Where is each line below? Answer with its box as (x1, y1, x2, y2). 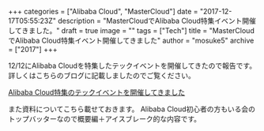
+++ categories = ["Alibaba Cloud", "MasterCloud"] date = (8, 7, 199, 16)
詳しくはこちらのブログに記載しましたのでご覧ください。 (8, 71, 195, 80)
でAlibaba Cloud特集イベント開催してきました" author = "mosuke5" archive (8, 36, 255, 45)
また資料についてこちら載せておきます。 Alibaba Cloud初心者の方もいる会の (8, 104, 255, 114)
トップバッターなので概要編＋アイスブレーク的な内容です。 (8, 114, 202, 123)
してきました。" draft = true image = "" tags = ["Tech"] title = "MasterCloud (8, 26, 255, 35)
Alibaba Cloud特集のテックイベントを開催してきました (8, 88, 186, 97)
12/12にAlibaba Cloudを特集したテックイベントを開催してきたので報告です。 (8, 61, 257, 70)
